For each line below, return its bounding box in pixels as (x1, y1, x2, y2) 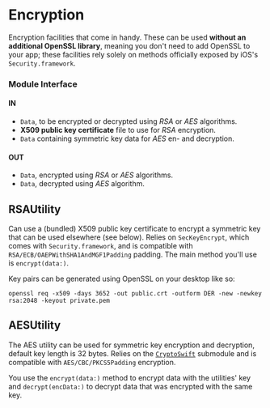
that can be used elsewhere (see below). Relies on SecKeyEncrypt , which (8, 232, 250, 242)
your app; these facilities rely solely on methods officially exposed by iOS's (8, 49, 259, 59)
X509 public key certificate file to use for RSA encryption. (19, 125, 217, 135)
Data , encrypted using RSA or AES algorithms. (19, 170, 174, 180)
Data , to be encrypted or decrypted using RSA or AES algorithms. (19, 117, 238, 126)
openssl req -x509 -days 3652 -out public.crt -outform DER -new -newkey (8, 290, 263, 298)
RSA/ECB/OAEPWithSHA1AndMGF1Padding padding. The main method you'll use (8, 249, 257, 260)
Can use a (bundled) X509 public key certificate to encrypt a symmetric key (8, 224, 261, 234)
